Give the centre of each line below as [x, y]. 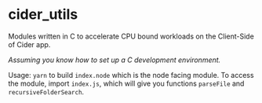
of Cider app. [29, 44]
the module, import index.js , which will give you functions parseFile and [126, 83]
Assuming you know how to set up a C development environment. [115, 60]
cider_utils [43, 15]
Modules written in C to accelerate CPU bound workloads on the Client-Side [131, 36]
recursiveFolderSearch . [46, 91]
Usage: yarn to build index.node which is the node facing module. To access [131, 75]
